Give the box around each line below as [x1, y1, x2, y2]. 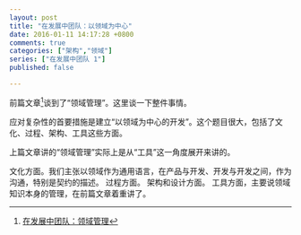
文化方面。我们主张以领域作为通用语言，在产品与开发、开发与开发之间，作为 [9, 165, 292, 176]
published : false [9, 64, 74, 73]
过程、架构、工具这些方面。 [24, 127, 127, 138]
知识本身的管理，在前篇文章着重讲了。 [9, 187, 150, 198]
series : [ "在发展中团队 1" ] [9, 55, 106, 64]
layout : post [9, 13, 58, 22]
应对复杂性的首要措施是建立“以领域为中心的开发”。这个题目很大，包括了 [9, 116, 276, 126]
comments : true [9, 38, 66, 48]
